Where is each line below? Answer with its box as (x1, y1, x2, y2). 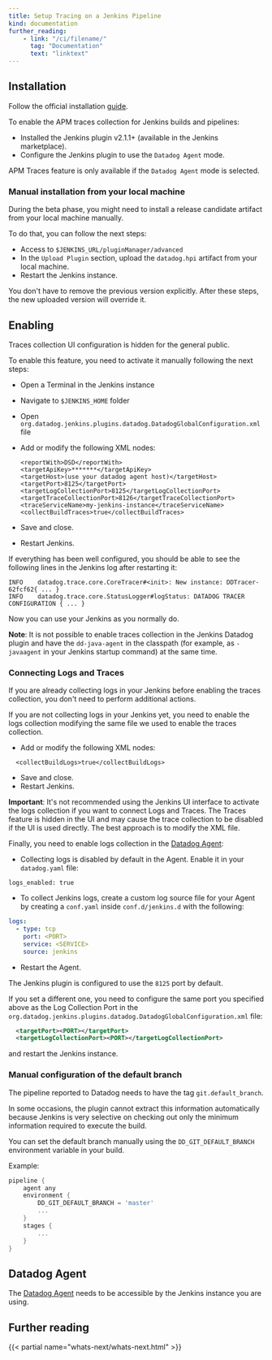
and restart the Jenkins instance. (8, 1049, 119, 1059)
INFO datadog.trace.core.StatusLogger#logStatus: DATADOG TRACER (8, 592, 245, 601)
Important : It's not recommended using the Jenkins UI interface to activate (8, 797, 260, 807)
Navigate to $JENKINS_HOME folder (19, 395, 130, 405)
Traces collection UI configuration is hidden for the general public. (8, 339, 230, 349)
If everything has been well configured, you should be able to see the (8, 554, 241, 563)
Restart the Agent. (19, 962, 81, 972)
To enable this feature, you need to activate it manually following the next (8, 355, 253, 365)
